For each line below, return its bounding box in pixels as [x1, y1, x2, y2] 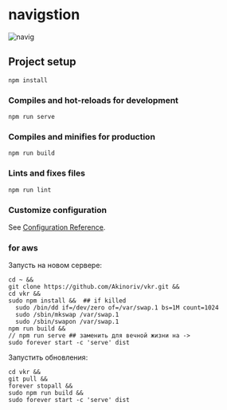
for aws [8, 242, 38, 253]
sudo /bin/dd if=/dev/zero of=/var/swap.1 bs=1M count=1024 [15, 304, 219, 312]
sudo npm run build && [8, 389, 84, 397]
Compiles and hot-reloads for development [8, 94, 179, 105]
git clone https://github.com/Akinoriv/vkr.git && [8, 283, 180, 291]
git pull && [8, 375, 48, 384]
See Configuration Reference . [8, 222, 106, 232]
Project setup [8, 55, 77, 69]
